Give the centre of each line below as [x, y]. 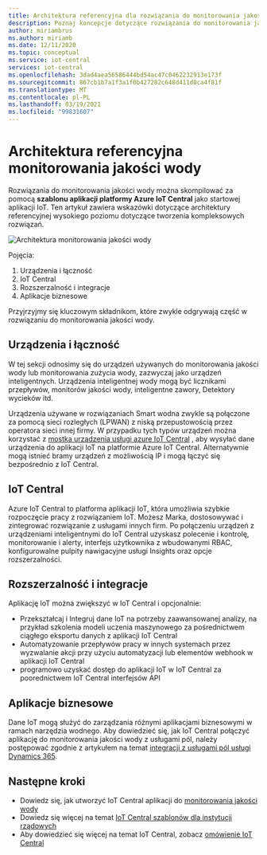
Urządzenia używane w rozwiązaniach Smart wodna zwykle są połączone [129, 413]
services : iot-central [46, 68]
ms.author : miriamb [41, 38]
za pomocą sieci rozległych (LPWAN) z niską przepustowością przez [120, 422]
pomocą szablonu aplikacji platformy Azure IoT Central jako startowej [124, 198]
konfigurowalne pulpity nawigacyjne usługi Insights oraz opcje [110, 551]
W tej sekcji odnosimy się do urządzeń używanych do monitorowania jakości [133, 364]
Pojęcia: [21, 255]
